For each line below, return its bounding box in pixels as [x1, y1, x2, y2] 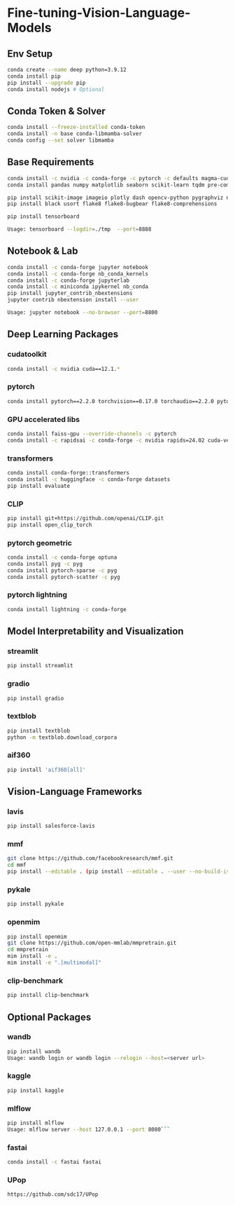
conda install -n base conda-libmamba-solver [7, 130, 142, 137]
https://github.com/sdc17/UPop [7, 1191, 99, 1198]
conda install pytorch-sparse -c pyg [7, 566, 117, 574]
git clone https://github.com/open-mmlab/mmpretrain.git [7, 939, 177, 947]
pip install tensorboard [7, 213, 80, 220]
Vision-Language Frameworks [7, 786, 143, 797]
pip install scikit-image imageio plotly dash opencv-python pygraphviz [7, 194, 224, 201]
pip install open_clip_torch [7, 521, 92, 529]
